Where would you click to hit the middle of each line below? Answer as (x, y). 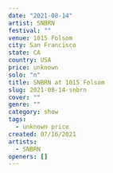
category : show (33, 112)
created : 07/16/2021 (43, 134)
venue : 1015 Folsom (41, 38)
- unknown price (42, 127)
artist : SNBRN (32, 23)
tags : (17, 120)
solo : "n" (25, 75)
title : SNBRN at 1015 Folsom (56, 82)
